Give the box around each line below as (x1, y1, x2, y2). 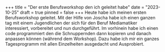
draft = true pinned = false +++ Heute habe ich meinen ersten (19, 9, 147, 15)
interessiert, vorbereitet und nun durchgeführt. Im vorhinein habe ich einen (5, 25, 159, 31)
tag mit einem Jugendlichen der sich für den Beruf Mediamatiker (5, 20, 138, 26)
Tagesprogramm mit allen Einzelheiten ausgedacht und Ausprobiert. (5, 41, 145, 47)
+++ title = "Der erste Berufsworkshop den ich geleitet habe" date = (5, 4, 145, 10)
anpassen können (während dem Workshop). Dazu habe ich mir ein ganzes (5, 36, 160, 42)
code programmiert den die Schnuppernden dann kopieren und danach (5, 31, 152, 36)
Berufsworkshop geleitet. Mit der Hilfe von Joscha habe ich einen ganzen (5, 15, 156, 20)
